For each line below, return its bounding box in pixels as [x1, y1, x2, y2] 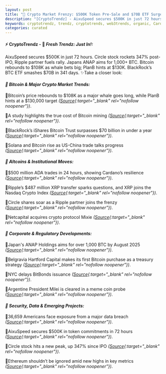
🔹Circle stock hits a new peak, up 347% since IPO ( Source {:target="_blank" [5, 343, 160, 349]
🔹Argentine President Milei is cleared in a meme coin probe [5, 286, 126, 292]
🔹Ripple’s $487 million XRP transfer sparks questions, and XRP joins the [5, 184, 152, 190]
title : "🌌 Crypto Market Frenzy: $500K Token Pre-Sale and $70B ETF [5, 12, 149, 17]
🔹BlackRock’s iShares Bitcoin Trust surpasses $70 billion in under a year [5, 127, 152, 133]
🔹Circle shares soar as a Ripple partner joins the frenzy [5, 199, 118, 205]
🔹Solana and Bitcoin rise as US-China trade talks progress [5, 142, 124, 148]
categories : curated [5, 26, 48, 31]
